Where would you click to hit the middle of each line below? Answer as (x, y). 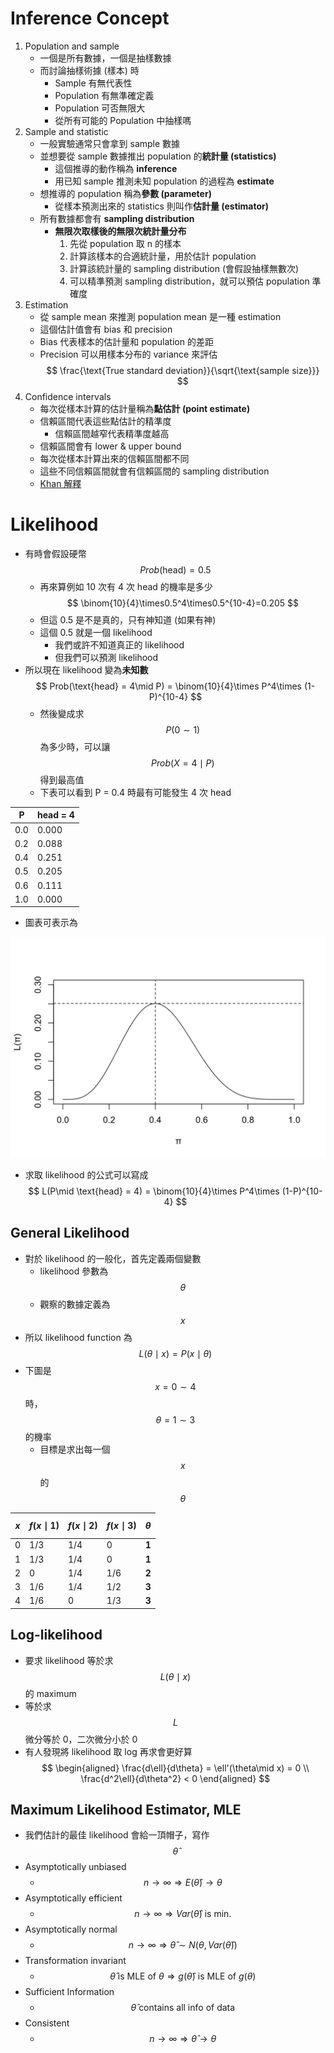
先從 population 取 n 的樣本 (125, 243)
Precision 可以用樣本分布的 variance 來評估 (128, 354)
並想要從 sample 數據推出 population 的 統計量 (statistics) (158, 156)
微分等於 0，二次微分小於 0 (81, 1739)
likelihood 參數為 (74, 1271)
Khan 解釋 (60, 483)
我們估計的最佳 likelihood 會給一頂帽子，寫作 (117, 1835)
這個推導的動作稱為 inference (116, 168)
